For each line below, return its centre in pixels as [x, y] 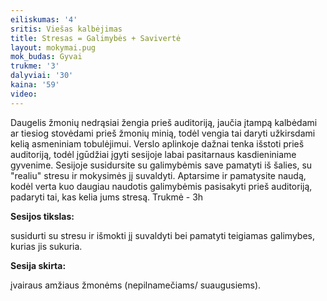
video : [24, 94]
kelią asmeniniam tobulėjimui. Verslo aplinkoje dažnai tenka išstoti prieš [157, 143]
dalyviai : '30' [42, 76]
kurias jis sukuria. [46, 246]
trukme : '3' [35, 66]
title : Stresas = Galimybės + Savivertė [96, 38]
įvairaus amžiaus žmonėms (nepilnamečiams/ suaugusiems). [136, 285]
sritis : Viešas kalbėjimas [66, 29]
